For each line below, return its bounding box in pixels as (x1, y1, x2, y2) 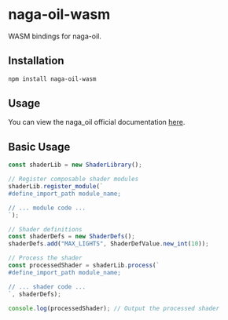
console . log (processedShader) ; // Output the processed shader (8, 304, 220, 312)
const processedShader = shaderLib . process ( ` (8, 261, 160, 269)
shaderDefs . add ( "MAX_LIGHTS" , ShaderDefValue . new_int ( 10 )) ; (8, 240, 210, 248)
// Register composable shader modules (8, 175, 139, 184)
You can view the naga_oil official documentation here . (8, 118, 186, 127)
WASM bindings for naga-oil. (8, 31, 102, 41)
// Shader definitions (8, 225, 83, 233)
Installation (8, 54, 64, 67)
